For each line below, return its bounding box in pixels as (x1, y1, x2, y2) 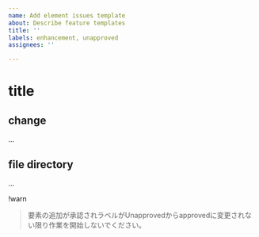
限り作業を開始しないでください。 (34, 220, 147, 230)
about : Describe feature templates (8, 19, 126, 27)
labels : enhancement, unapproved (8, 33, 119, 42)
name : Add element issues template (8, 11, 126, 20)
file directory (8, 158, 74, 171)
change (8, 113, 47, 127)
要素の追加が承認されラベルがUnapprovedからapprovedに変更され (27, 210, 246, 220)
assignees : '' (8, 41, 55, 49)
